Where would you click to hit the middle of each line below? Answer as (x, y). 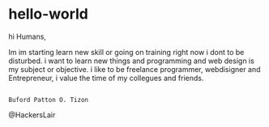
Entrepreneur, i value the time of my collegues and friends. (106, 78)
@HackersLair (32, 115)
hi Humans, (28, 36)
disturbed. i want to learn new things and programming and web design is (132, 61)
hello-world (49, 14)
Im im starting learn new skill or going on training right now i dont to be (126, 52)
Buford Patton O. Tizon (49, 99)
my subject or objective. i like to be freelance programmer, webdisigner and (134, 69)
